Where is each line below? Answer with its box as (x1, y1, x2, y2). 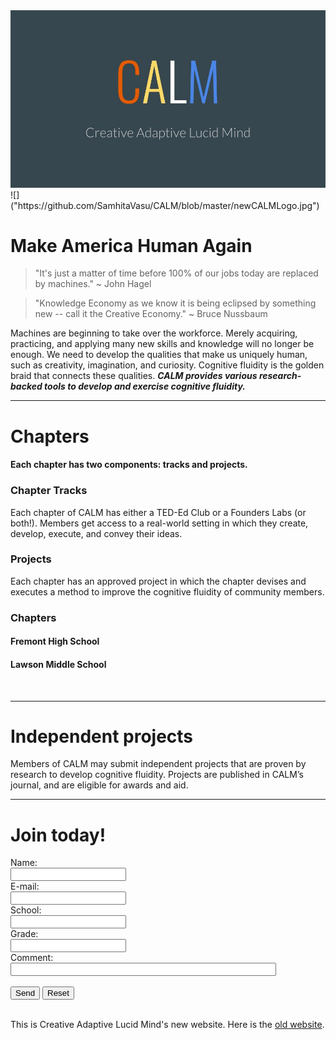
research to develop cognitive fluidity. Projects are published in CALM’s (10, 769, 304, 781)
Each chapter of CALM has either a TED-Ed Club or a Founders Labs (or (10, 506, 307, 518)
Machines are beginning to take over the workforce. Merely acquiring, (10, 327, 298, 339)
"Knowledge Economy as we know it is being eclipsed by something (34, 297, 317, 309)
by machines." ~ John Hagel (34, 278, 152, 290)
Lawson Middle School (10, 658, 107, 670)
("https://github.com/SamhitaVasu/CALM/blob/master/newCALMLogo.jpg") (10, 199, 320, 211)
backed (10, 380, 43, 393)
